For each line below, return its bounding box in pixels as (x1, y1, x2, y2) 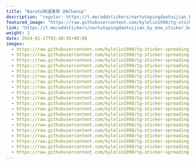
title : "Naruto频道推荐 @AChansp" (6, 8, 86, 15)
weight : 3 (6, 30, 30, 36)
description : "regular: (6, 14, 64, 20)
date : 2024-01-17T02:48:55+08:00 (6, 35, 87, 41)
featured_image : (6, 19, 45, 25)
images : (6, 41, 25, 47)
